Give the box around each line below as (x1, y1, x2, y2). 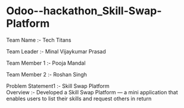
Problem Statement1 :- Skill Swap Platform (6, 82, 110, 90)
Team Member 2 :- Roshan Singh (6, 71, 88, 78)
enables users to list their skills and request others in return (6, 95, 152, 102)
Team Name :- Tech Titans (6, 36, 71, 43)
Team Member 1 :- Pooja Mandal (6, 59, 86, 66)
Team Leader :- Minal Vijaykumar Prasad (6, 47, 106, 55)
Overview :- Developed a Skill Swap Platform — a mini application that (6, 88, 179, 96)
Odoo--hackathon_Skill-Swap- (6, 4, 162, 18)
